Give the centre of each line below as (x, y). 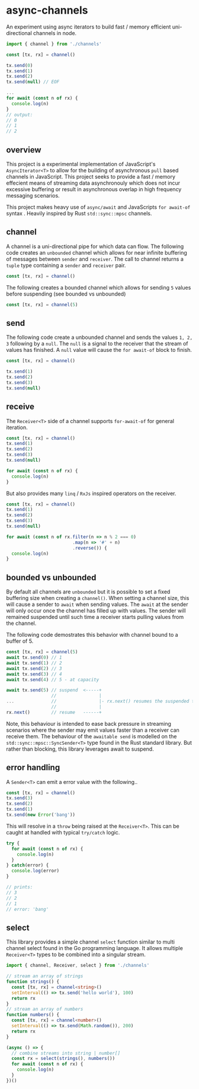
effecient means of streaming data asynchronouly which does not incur (93, 183)
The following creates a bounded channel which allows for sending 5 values (99, 287)
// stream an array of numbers (45, 1009)
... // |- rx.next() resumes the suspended (98, 701)
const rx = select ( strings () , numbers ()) (63, 1059)
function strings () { (33, 982)
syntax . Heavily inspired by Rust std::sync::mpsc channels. (79, 213)
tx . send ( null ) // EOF (33, 82)
